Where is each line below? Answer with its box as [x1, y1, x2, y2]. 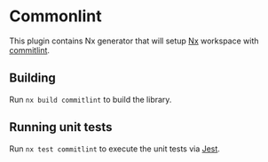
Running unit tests [9, 120, 113, 135]
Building [9, 71, 56, 86]
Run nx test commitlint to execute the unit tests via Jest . [9, 143, 220, 154]
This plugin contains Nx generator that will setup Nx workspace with [9, 35, 259, 46]
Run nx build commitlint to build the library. [9, 94, 172, 104]
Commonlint [9, 6, 102, 27]
